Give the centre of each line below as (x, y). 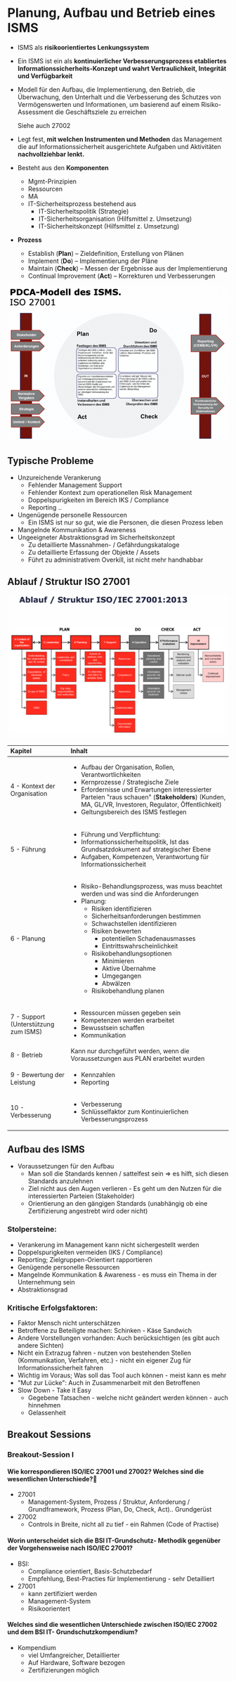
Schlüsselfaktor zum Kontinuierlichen (135, 1112)
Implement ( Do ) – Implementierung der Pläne (93, 261)
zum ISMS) (26, 1031)
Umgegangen (122, 976)
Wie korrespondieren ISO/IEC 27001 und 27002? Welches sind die (106, 1471)
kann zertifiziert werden (63, 1593)
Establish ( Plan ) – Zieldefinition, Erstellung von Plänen (106, 253)
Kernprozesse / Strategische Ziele (130, 782)
